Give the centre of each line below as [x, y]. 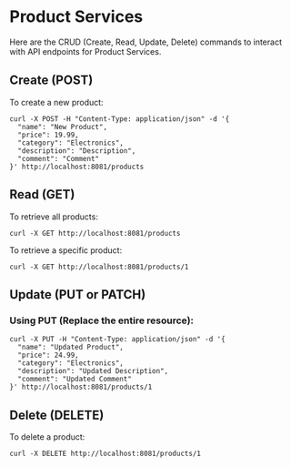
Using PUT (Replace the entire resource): [101, 320]
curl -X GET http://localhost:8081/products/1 [99, 267]
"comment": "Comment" [59, 158]
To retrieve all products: [54, 217]
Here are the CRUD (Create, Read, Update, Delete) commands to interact [145, 42]
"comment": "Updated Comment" [75, 380]
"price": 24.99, [48, 355]
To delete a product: [47, 437]
